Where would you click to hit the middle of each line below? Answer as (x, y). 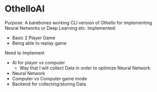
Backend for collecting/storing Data (49, 84)
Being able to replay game (39, 43)
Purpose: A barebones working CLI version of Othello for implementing (78, 23)
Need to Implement (25, 53)
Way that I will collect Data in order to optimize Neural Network (85, 68)
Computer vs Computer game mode (49, 78)
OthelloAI (25, 9)
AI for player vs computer (38, 62)
